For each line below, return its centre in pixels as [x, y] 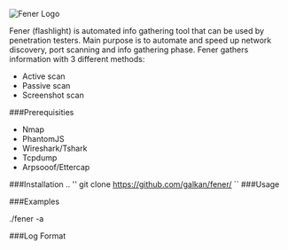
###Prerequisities [42, 112]
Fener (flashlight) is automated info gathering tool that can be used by [136, 31]
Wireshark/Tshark [54, 148]
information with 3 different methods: [77, 59]
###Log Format [38, 236]
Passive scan [46, 86]
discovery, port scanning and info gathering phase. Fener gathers [129, 50]
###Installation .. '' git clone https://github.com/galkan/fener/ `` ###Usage [144, 184]
